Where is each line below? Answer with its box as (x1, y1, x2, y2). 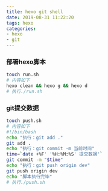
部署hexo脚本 (6, 58, 46, 66)
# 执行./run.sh (6, 88, 43, 94)
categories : (6, 25, 36, 32)
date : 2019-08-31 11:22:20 (6, 14, 74, 20)
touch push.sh (6, 118, 42, 124)
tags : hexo (6, 20, 34, 26)
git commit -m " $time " (6, 157, 63, 163)
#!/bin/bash (6, 129, 36, 135)
